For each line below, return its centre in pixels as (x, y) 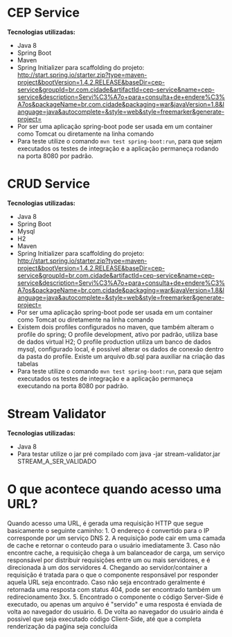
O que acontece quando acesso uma (114, 489)
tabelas (28, 364)
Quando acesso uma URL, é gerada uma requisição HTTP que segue (105, 523)
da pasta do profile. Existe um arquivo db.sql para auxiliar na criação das (121, 356)
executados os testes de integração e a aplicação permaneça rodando (118, 148)
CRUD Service (48, 184)
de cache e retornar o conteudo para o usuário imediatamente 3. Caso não (114, 545)
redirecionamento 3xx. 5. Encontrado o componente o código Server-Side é (115, 597)
